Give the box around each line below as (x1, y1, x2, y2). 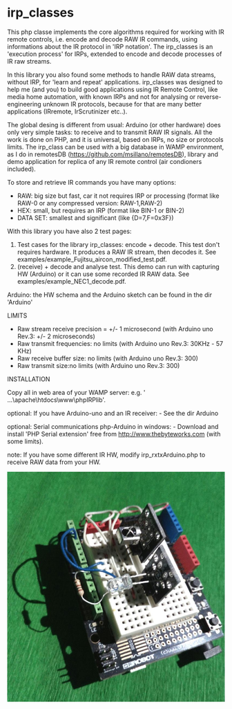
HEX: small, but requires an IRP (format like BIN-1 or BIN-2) (17, 206, 185, 214)
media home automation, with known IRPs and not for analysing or (7, 92, 196, 101)
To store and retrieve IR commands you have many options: (7, 178, 176, 186)
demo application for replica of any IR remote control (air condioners (7, 157, 202, 165)
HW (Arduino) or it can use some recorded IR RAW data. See (17, 270, 190, 278)
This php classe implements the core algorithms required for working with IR (7, 28, 224, 36)
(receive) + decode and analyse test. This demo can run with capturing (17, 262, 220, 270)
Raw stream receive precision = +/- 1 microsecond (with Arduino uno (17, 324, 213, 333)
